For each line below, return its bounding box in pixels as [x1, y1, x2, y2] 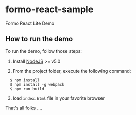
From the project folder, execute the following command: [12, 68, 131, 74]
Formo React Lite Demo [5, 20, 55, 26]
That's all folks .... [5, 105, 42, 111]
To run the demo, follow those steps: [5, 48, 82, 54]
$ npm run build [10, 86, 44, 91]
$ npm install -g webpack [10, 82, 65, 87]
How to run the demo [5, 35, 73, 43]
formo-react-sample [5, 4, 94, 15]
